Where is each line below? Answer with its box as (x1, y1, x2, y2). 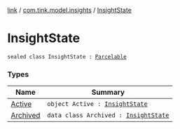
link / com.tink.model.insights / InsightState (7, 6, 132, 14)
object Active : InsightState (47, 100, 148, 108)
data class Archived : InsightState (47, 112, 169, 119)
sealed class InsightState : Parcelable (7, 53, 127, 60)
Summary (91, 87, 125, 97)
